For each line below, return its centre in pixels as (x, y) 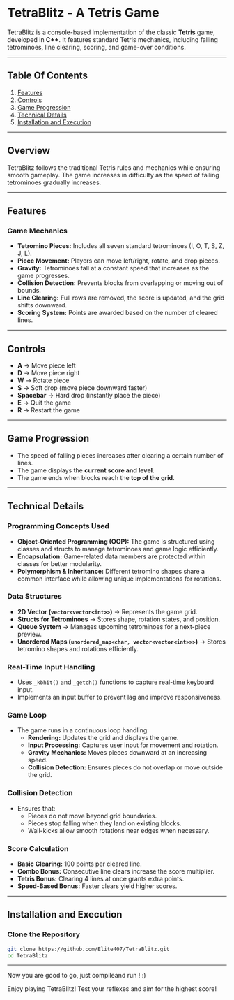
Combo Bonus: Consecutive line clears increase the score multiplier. (116, 871)
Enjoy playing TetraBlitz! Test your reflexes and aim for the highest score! (112, 989)
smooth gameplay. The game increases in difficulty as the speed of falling (113, 175)
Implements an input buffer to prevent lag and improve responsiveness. (120, 697)
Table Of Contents (48, 76)
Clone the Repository (44, 934)
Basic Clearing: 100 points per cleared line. (80, 864)
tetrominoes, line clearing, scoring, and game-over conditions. (96, 47)
